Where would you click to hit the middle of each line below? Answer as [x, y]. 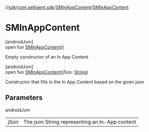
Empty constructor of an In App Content [47, 57]
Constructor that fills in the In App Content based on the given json [75, 82]
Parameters [24, 98]
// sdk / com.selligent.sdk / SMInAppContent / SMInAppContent [67, 7]
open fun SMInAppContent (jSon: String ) [47, 72]
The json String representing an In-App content [80, 122]
